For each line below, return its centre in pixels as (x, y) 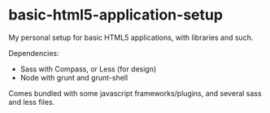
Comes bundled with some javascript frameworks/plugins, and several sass (135, 93)
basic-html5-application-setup (116, 15)
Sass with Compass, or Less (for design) (88, 69)
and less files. (32, 102)
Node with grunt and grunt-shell (74, 77)
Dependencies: (34, 53)
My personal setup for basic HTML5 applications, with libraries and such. (131, 37)
